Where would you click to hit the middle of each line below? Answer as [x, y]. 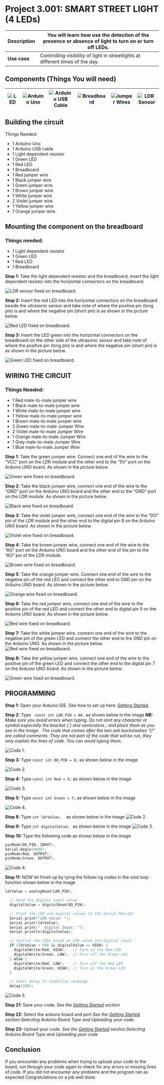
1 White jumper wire [32, 196]
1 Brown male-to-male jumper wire [47, 421]
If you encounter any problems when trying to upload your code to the [76, 1061]
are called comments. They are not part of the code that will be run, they [78, 736]
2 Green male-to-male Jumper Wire [48, 426]
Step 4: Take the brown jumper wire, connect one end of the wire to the [77, 544]
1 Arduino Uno [26, 144]
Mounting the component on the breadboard [74, 226]
